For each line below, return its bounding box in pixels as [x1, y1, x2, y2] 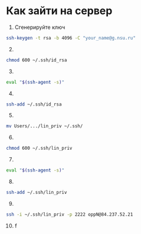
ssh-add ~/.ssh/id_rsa [6, 101, 62, 107]
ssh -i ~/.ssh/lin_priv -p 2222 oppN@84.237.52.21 [6, 211, 133, 217]
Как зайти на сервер [6, 4, 113, 18]
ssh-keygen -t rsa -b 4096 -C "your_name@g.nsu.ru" [6, 35, 136, 41]
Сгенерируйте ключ [14, 24, 65, 31]
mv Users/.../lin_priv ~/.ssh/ [6, 123, 83, 129]
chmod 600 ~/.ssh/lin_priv [6, 146, 73, 151]
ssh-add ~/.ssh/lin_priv [6, 190, 67, 196]
